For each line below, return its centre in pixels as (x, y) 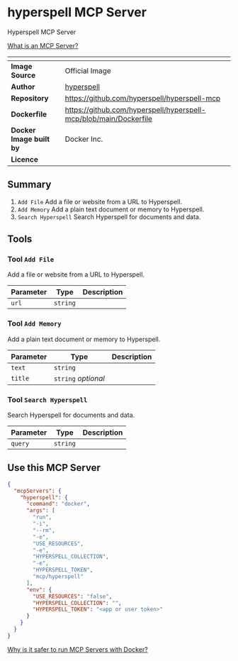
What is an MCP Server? (43, 45)
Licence (25, 159)
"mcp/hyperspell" (58, 577)
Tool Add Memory (34, 323)
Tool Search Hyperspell (47, 399)
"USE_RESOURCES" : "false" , (73, 596)
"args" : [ (40, 511)
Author (23, 87)
